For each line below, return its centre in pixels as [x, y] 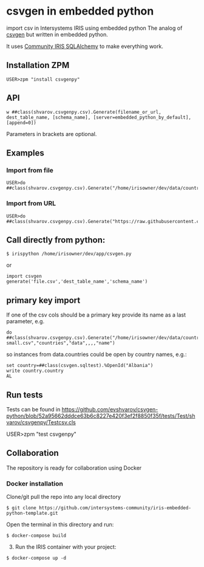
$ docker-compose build [36, 536]
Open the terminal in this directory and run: [60, 524]
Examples [25, 153]
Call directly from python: [56, 240]
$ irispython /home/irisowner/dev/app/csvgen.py [69, 254]
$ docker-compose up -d [36, 558]
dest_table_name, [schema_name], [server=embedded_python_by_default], [99, 117]
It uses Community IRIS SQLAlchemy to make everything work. [85, 46]
